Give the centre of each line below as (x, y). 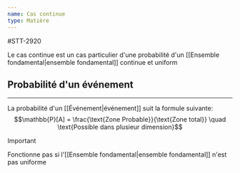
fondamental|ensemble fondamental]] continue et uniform (92, 62)
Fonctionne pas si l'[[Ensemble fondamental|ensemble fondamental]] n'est (117, 154)
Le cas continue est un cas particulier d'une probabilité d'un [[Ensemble (114, 55)
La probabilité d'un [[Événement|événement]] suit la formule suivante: (110, 108)
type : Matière (29, 21)
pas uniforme (27, 162)
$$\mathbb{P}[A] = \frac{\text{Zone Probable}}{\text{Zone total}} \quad (120, 120)
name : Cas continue (36, 14)
